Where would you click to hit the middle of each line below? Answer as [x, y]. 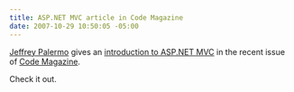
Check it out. [33, 78]
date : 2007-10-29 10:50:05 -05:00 [74, 26]
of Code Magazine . [45, 61]
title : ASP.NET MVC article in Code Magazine [96, 18]
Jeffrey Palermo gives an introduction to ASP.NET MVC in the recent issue [147, 51]
